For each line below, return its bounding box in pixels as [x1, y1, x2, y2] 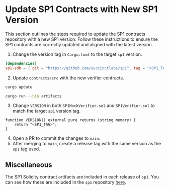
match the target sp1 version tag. [12, 108, 81, 114]
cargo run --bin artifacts [5, 93, 62, 99]
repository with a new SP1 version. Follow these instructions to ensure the [5, 36, 158, 42]
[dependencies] [5, 61, 37, 66]
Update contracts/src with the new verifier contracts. [12, 74, 124, 81]
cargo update [5, 84, 33, 89]
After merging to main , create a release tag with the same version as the [12, 141, 161, 147]
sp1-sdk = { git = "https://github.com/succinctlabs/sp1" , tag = [5, 65, 145, 71]
